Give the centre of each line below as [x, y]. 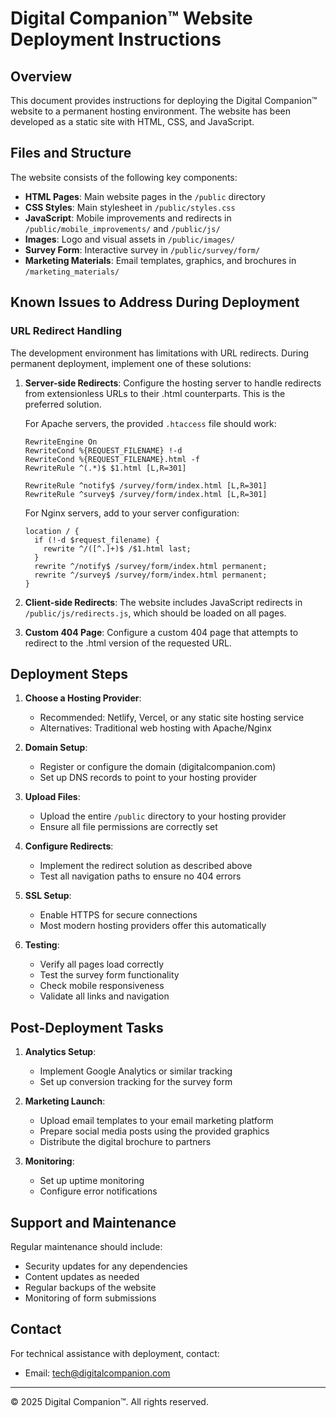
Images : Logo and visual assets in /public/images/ [130, 239]
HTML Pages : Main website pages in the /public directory [145, 196]
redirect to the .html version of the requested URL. [128, 643]
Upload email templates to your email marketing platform [156, 1121]
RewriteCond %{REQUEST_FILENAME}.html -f [112, 459]
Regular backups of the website [90, 1287]
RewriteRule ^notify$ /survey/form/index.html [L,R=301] [146, 485]
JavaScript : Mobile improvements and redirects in [128, 218]
